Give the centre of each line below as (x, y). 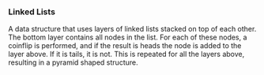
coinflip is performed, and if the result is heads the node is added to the (125, 46)
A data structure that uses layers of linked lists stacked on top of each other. (132, 29)
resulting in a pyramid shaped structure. (73, 62)
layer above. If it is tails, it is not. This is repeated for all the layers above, (126, 54)
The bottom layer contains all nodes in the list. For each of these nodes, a (128, 37)
